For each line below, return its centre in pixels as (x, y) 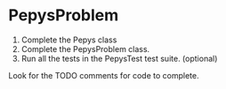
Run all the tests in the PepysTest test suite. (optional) (119, 58)
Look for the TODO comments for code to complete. (104, 75)
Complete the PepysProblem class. (85, 48)
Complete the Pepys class (69, 40)
